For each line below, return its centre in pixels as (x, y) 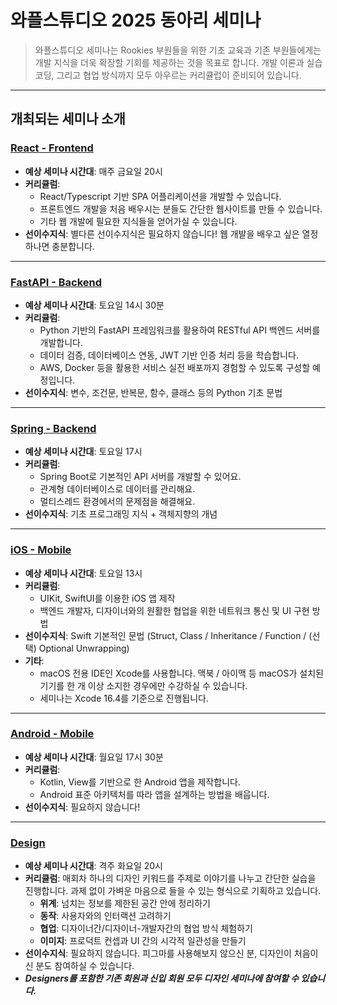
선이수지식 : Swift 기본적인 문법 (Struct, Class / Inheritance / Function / (165, 635)
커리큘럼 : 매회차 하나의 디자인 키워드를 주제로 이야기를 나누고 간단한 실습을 (170, 878)
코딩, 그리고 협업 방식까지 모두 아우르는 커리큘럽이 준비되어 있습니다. (168, 75)
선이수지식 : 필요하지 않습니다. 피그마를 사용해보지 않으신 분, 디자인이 (158, 953)
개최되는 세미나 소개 (68, 119)
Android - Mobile (52, 734)
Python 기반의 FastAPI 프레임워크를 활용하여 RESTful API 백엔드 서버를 (180, 330)
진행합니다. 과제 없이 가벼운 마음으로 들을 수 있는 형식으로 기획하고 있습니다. (173, 891)
